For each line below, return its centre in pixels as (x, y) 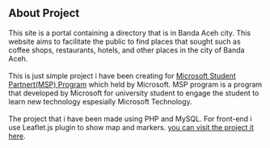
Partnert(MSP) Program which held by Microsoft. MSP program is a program (135, 84)
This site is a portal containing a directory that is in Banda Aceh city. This (130, 32)
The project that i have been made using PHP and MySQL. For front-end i (130, 118)
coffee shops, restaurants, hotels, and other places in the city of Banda (127, 50)
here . (17, 136)
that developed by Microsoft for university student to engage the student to (134, 93)
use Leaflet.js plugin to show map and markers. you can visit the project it (131, 127)
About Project (44, 13)
